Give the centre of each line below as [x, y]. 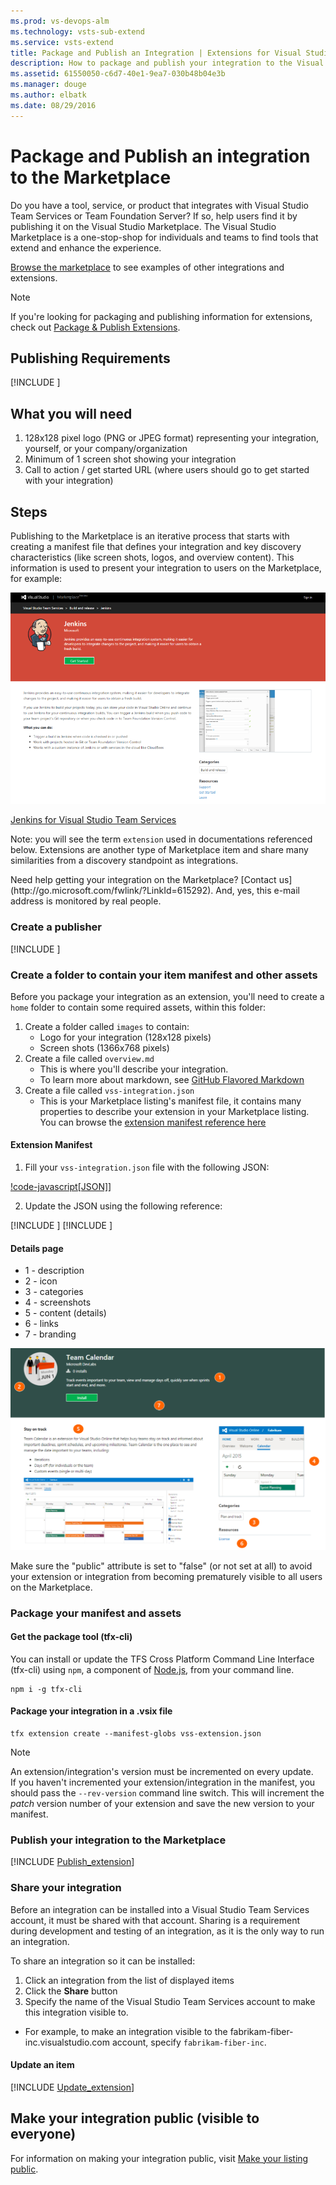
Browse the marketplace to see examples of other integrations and [147, 267]
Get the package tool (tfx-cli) [71, 1637]
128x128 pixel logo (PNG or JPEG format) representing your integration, [172, 438]
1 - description [54, 1271]
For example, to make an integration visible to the [126, 2031]
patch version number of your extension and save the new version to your [162, 1803]
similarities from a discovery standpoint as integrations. [124, 861]
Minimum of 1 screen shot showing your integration [130, 459]
